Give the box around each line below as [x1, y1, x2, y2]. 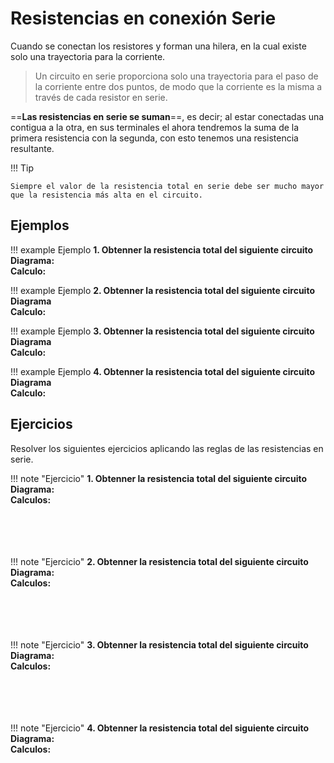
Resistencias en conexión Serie [10, 7, 277, 30]
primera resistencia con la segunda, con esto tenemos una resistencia [10, 132, 299, 144]
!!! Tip [10, 162, 35, 174]
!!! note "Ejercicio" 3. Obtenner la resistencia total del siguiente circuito [10, 638, 309, 651]
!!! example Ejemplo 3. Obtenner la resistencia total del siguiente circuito [10, 325, 315, 337]
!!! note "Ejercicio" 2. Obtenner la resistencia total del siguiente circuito [10, 555, 309, 567]
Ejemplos [10, 217, 70, 234]
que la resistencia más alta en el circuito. [10, 190, 203, 200]
